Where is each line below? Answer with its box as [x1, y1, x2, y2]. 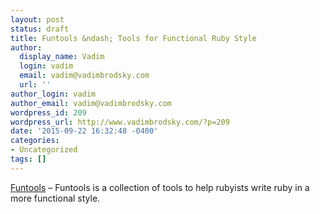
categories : [10, 136, 60, 146]
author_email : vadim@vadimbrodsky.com [10, 98, 172, 108]
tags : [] [10, 154, 47, 164]
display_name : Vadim [19, 52, 105, 62]
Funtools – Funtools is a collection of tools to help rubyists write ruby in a [10, 181, 310, 193]
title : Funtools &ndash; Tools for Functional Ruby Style [10, 33, 257, 43]
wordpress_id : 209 [10, 107, 87, 118]
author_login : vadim [10, 89, 97, 99]
